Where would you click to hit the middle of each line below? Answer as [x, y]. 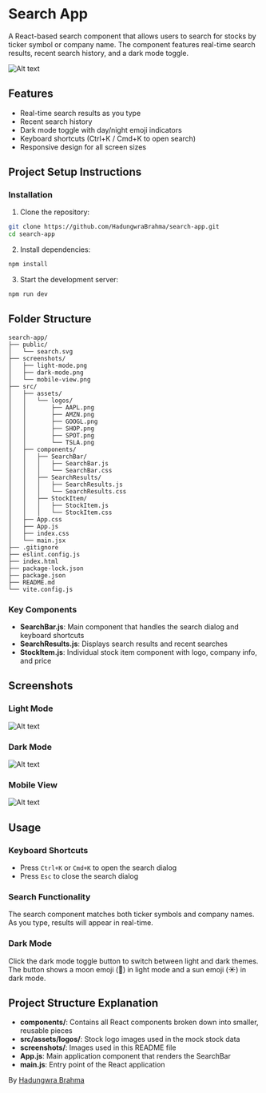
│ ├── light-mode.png [48, 365]
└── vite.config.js [41, 589]
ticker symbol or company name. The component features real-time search [132, 44]
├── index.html [34, 561]
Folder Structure [50, 319]
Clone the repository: [55, 212]
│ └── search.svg [41, 351]
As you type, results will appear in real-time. [81, 923]
